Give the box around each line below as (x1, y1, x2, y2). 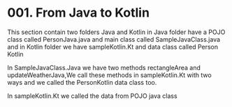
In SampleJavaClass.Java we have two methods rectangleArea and (7, 63, 201, 72)
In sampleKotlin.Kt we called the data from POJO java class (7, 92, 177, 100)
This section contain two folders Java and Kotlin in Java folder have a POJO (7, 28, 226, 36)
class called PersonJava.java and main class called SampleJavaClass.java (7, 35, 221, 43)
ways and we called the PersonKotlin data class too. (7, 78, 157, 86)
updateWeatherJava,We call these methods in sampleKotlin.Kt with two (7, 71, 212, 79)
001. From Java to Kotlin (7, 5, 150, 21)
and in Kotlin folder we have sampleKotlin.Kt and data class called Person (7, 42, 219, 51)
